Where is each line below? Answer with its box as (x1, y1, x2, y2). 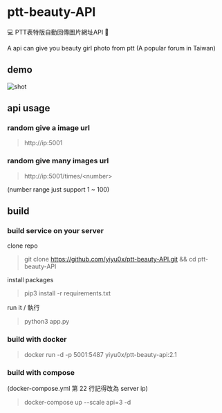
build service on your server (7, 226, 104, 236)
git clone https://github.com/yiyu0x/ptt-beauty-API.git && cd (24, 255, 196, 264)
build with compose (7, 367, 75, 377)
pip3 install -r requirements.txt (24, 289, 111, 297)
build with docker (7, 335, 67, 345)
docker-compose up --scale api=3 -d (24, 398, 131, 407)
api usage (7, 102, 50, 114)
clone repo (7, 241, 38, 250)
